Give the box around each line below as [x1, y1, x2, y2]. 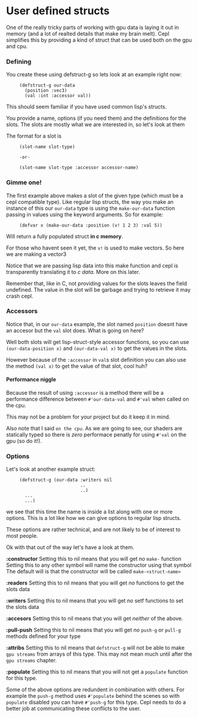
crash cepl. [6, 292, 34, 299]
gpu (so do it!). [6, 438, 43, 445]
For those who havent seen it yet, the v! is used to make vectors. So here [6, 244, 184, 251]
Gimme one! [6, 178, 42, 187]
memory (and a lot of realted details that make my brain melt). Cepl [6, 30, 170, 37]
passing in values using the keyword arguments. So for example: [6, 210, 164, 218]
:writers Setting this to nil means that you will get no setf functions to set [6, 597, 184, 604]
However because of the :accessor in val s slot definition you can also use [6, 356, 186, 363]
